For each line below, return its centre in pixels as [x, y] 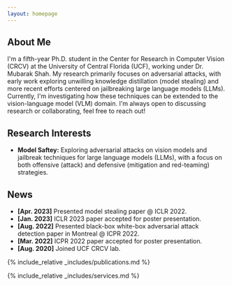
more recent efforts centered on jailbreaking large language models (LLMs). [116, 89]
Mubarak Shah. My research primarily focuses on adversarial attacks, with [114, 74]
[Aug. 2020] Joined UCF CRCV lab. [69, 249]
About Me [29, 42]
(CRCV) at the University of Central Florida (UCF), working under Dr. [106, 67]
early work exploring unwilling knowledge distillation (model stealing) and [113, 81]
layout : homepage [32, 14]
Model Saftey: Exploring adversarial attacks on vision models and [112, 150]
